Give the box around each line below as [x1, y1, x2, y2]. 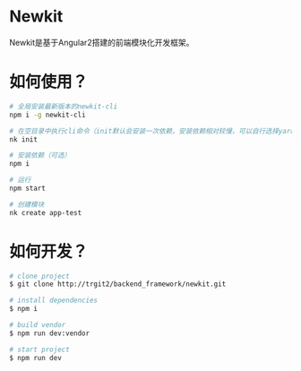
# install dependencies [9, 296, 99, 306]
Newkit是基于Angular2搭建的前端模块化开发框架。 [9, 37, 194, 47]
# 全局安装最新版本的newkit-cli [9, 101, 118, 111]
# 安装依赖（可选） [9, 151, 72, 160]
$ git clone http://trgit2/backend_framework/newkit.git [9, 280, 227, 289]
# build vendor [9, 321, 66, 330]
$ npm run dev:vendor [9, 329, 90, 338]
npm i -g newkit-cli [9, 110, 87, 119]
